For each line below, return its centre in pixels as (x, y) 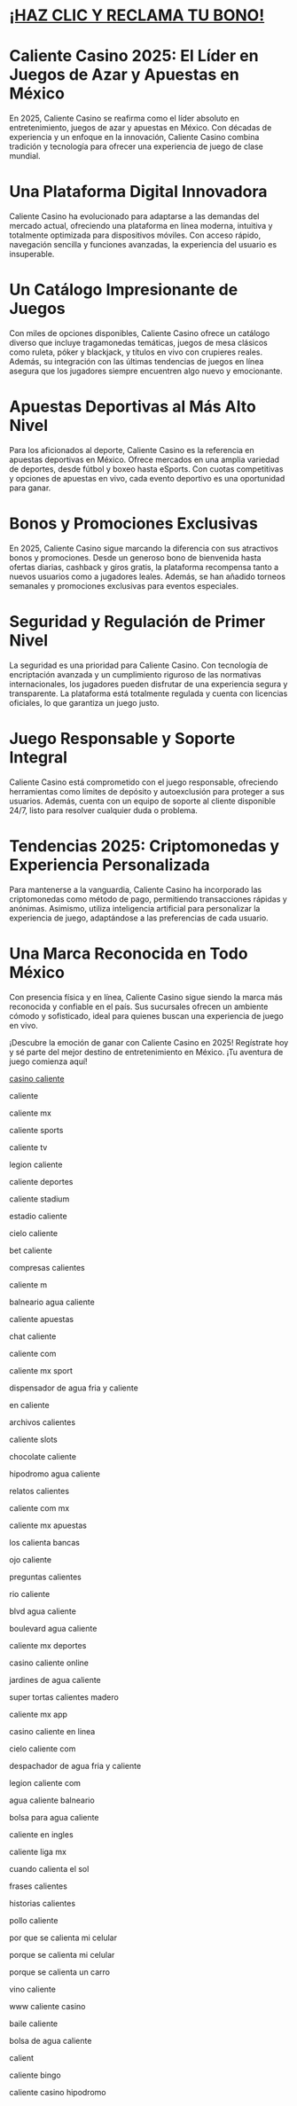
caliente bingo (35, 2075)
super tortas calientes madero (64, 1697)
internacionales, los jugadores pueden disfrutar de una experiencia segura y (148, 684)
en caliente (30, 1405)
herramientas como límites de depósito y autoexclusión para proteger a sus (147, 791)
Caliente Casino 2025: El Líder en (134, 56)
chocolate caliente (43, 1456)
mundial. (25, 156)
